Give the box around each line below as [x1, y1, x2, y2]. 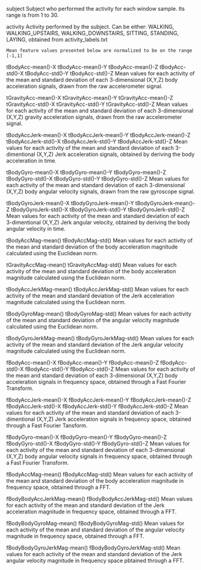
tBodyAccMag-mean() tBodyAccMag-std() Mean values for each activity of [6, 237, 193, 244]
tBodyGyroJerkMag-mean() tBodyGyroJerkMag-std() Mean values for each [6, 335, 194, 342]
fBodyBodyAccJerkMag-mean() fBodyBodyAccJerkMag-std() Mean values [6, 495, 193, 502]
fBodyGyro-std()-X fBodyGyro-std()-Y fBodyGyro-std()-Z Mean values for [6, 440, 190, 447]
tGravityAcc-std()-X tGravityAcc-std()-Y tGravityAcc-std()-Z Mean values [6, 101, 188, 108]
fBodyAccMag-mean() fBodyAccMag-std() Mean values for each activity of [6, 471, 194, 478]
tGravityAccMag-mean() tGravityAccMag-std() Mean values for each [6, 261, 177, 268]
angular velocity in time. [6, 225, 66, 232]
